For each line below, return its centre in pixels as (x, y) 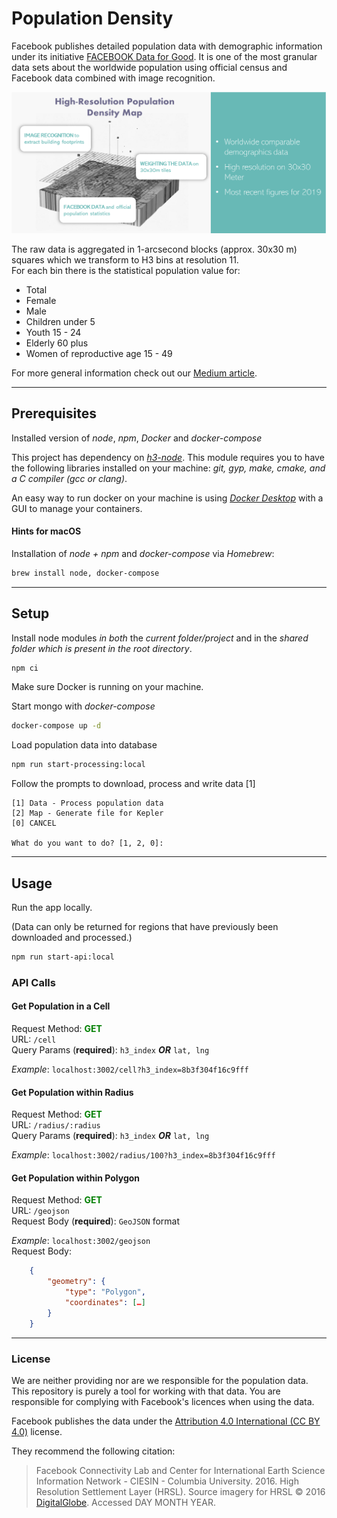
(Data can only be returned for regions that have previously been (145, 926)
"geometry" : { (76, 1282)
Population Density (92, 18)
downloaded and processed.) (72, 937)
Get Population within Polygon (76, 1178)
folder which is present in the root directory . (102, 648)
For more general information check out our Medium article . (134, 373)
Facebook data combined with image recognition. (113, 78)
